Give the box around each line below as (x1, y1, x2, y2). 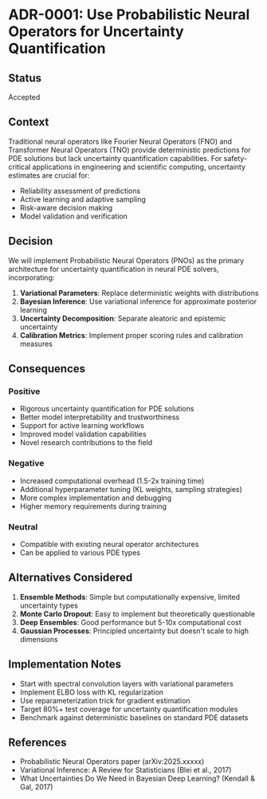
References (8, 735, 67, 749)
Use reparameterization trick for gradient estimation (19, 695, 190, 705)
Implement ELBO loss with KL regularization (19, 687, 164, 697)
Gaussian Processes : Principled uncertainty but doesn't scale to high (19, 626, 249, 636)
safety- (223, 153, 248, 163)
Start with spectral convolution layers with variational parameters (19, 679, 234, 688)
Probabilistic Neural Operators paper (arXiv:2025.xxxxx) (19, 757, 205, 766)
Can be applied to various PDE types (19, 548, 141, 557)
